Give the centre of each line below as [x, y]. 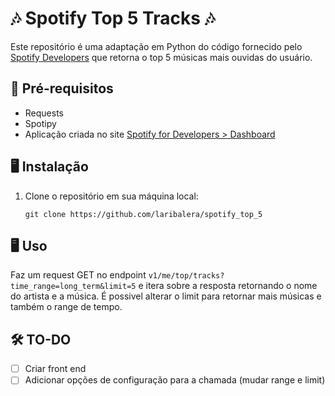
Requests [44, 113]
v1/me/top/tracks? [186, 276]
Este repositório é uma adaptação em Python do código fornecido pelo [156, 46]
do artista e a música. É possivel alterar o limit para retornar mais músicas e [166, 296]
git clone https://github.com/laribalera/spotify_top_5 [143, 214]
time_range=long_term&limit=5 [73, 287]
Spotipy [40, 123]
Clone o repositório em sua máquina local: [111, 196]
